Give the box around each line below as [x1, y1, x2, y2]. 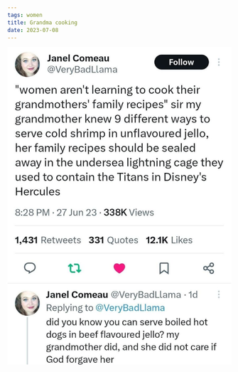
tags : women [7, 11, 43, 18]
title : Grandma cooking [7, 18, 78, 26]
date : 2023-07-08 [7, 26, 59, 33]
